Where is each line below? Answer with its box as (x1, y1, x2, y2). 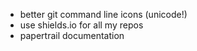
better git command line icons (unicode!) (19, 9, 188, 20)
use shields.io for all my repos (19, 19, 144, 31)
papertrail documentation (19, 30, 125, 41)
